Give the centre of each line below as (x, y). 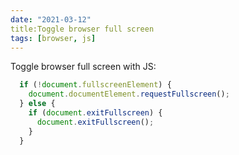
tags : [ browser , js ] (53, 38)
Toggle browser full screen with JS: (83, 67)
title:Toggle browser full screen (82, 29)
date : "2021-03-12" (51, 19)
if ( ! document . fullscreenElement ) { (95, 85)
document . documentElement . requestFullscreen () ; (129, 94)
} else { (37, 104)
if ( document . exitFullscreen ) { (95, 113)
